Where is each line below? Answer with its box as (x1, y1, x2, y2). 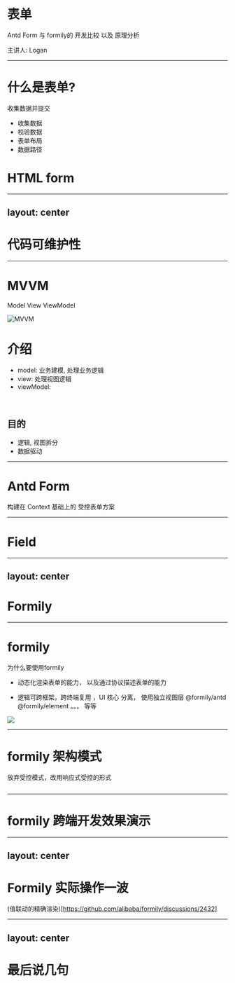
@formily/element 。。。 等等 (17, 701, 97, 710)
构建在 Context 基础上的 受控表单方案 (7, 502, 115, 511)
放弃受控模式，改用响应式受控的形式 (7, 773, 112, 781)
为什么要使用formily (7, 663, 64, 671)
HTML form (7, 170, 75, 186)
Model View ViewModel (7, 301, 76, 310)
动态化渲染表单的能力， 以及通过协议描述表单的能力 (17, 678, 166, 687)
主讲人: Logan (7, 46, 48, 54)
